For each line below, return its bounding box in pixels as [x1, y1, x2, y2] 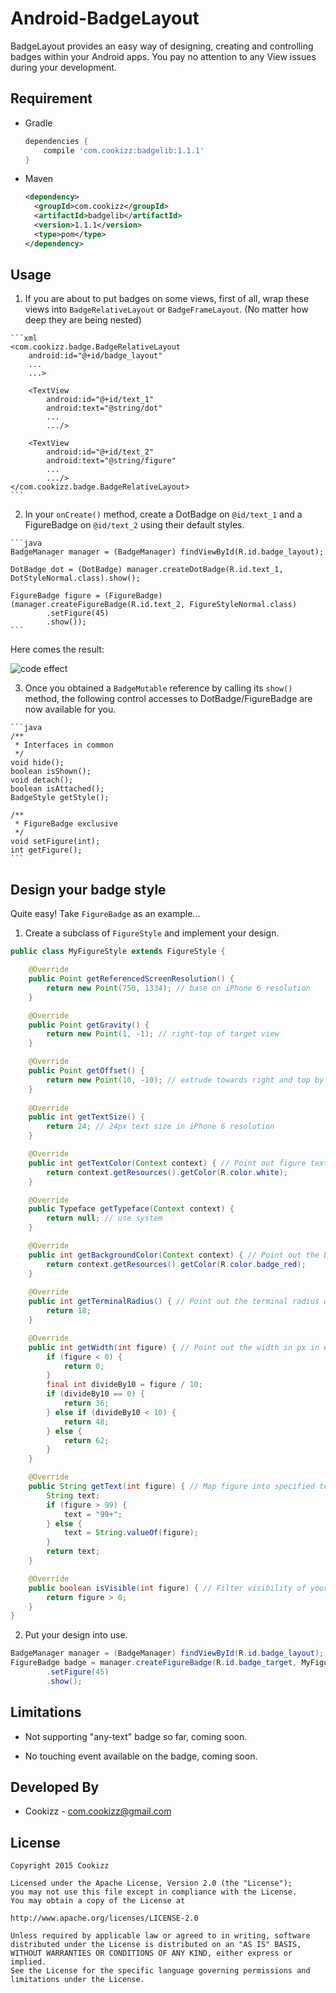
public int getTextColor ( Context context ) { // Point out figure [28, 1158, 307, 1168]
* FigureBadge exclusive [14, 819, 118, 829]
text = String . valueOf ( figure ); [63, 1528, 199, 1538]
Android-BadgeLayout [10, 7, 200, 30]
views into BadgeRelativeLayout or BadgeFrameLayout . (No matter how [24, 303, 309, 316]
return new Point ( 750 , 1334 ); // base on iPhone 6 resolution [46, 983, 311, 993]
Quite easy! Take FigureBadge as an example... [10, 908, 201, 920]
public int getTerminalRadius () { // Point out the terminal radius [28, 1297, 320, 1307]
